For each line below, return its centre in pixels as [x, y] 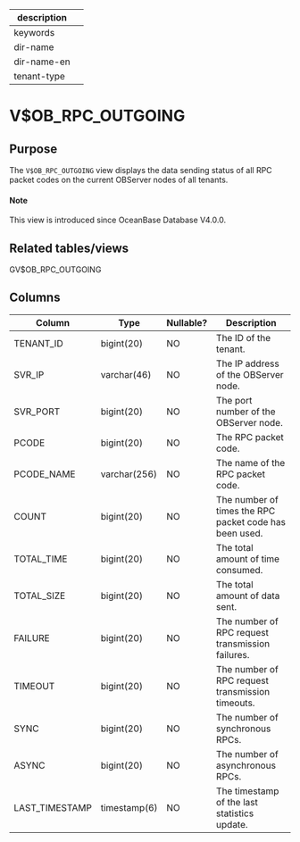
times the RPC [246, 511]
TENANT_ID [39, 343]
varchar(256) [129, 474]
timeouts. [235, 703]
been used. [239, 533]
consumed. [239, 570]
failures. [233, 654]
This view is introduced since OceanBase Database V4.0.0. [117, 220]
